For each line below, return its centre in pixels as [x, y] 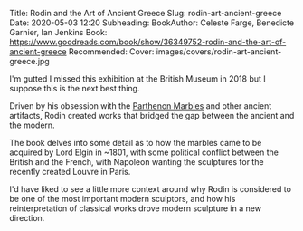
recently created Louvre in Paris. [70, 172]
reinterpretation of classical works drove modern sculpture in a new [136, 208]
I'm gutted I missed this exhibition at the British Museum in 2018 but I [138, 79]
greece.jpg [29, 61]
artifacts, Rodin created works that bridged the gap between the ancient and [152, 115]
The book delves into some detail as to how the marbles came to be [136, 143]
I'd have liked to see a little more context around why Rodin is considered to [151, 189]
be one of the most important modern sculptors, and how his [123, 199]
